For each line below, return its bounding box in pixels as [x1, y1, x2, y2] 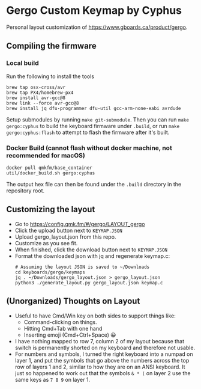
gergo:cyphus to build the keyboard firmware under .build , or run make [6, 122, 180, 129]
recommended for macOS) [6, 151, 85, 159]
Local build [6, 59, 39, 67]
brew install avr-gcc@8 [6, 94, 66, 101]
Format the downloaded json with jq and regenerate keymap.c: [14, 252, 170, 259]
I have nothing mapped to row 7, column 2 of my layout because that [14, 337, 185, 345]
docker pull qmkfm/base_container [6, 165, 93, 171]
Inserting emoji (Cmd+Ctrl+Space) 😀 [23, 331, 116, 338]
